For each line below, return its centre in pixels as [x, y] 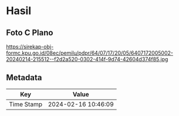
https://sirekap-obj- [30, 47]
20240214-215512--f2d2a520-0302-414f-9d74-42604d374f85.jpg [87, 59]
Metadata [24, 78]
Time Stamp [26, 104]
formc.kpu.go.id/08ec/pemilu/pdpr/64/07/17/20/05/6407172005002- [89, 53]
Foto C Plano [30, 33]
